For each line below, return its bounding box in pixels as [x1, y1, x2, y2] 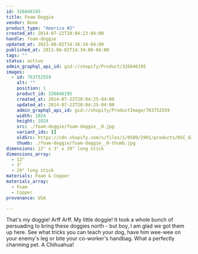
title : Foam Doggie [6, 14, 54, 20]
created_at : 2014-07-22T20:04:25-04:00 [16, 96, 115, 102]
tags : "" [6, 52, 28, 58]
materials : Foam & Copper [6, 173, 70, 179]
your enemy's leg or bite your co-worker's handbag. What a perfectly [6, 235, 175, 242]
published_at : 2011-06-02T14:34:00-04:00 [6, 47, 110, 53]
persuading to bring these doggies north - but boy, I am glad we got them [6, 222, 184, 230]
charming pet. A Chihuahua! [6, 241, 74, 248]
